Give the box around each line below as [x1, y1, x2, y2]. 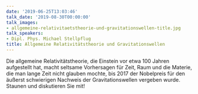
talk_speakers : [6, 31, 44, 36]
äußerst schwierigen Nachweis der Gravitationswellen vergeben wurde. [6, 76, 180, 83]
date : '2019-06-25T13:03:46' [6, 8, 78, 15]
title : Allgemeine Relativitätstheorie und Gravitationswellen [6, 42, 165, 48]
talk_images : [6, 19, 38, 25]
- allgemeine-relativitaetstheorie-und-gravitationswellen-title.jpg [6, 25, 181, 31]
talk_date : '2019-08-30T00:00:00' [6, 14, 92, 20]
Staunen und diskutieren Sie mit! [6, 82, 86, 89]
